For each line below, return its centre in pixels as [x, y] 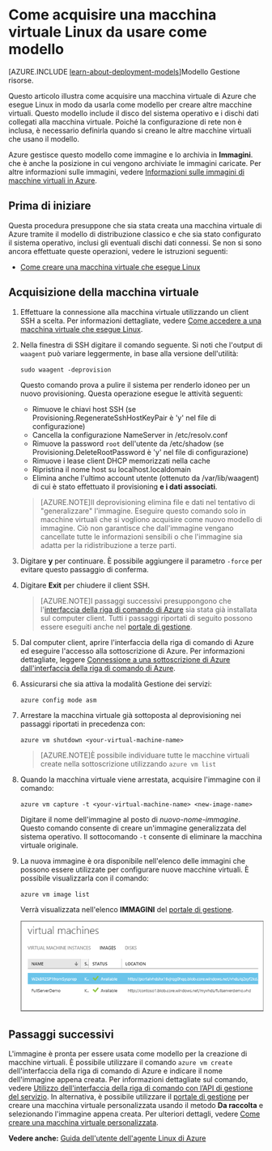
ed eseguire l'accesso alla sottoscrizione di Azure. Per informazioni [132, 651]
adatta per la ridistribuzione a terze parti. [108, 545]
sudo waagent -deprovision [66, 370]
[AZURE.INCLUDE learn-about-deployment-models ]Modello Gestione [124, 71]
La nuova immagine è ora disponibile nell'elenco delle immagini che [132, 860]
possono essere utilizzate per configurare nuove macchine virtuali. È [134, 869]
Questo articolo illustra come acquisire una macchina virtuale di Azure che [132, 96]
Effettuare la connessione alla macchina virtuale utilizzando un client [134, 312]
